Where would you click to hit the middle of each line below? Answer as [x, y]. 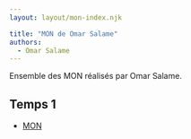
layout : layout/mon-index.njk [66, 17]
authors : [26, 42]
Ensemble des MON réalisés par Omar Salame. [95, 76]
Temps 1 [33, 104]
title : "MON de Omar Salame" [64, 34]
